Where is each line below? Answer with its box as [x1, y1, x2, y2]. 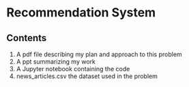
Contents [6, 32, 47, 44]
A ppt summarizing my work [16, 58, 96, 66]
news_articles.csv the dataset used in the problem [16, 72, 158, 80]
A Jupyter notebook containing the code [16, 65, 130, 73]
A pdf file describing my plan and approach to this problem [16, 50, 182, 58]
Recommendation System [6, 5, 156, 21]
